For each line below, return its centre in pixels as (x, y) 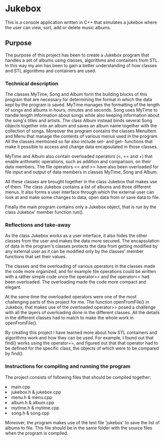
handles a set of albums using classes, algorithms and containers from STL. (82, 60)
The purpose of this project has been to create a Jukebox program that (77, 55)
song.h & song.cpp (31, 413)
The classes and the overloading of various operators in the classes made (80, 266)
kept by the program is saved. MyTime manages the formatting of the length (82, 105)
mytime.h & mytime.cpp (35, 407)
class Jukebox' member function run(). (45, 212)
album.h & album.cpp (33, 402)
